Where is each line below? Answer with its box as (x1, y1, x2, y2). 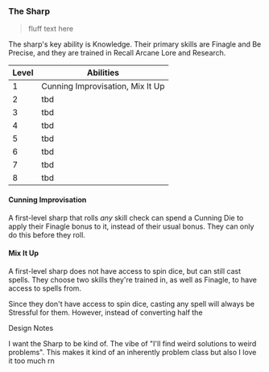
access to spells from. (8, 283, 82, 293)
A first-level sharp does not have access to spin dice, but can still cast (8, 266, 242, 275)
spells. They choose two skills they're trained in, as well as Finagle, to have (8, 275, 258, 284)
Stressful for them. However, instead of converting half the (8, 308, 203, 317)
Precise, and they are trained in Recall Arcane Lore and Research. (8, 48, 226, 58)
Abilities (87, 67, 119, 78)
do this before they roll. (8, 229, 86, 239)
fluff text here (27, 24, 74, 34)
